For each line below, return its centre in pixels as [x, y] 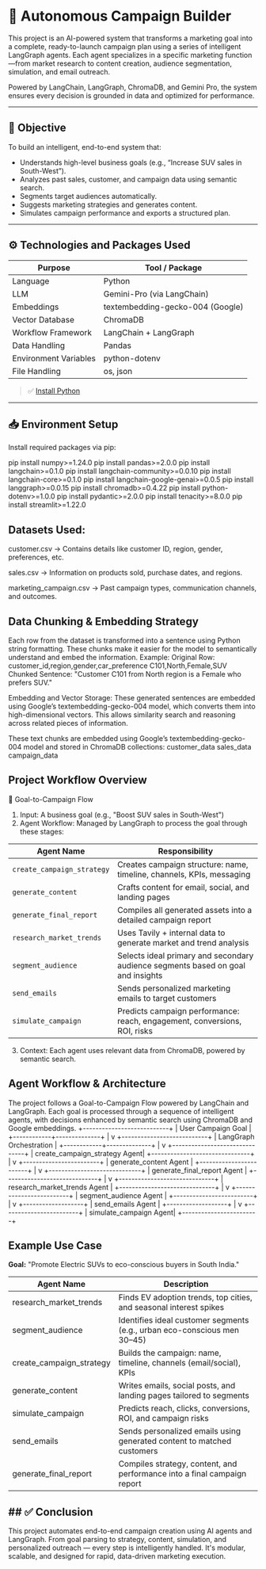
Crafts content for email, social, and [183, 887]
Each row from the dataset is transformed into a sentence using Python [124, 640]
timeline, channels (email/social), [180, 1363]
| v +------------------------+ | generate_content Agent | [101, 1162]
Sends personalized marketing [174, 988]
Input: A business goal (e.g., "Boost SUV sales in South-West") [122, 815]
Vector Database [44, 319]
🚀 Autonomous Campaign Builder [120, 16]
